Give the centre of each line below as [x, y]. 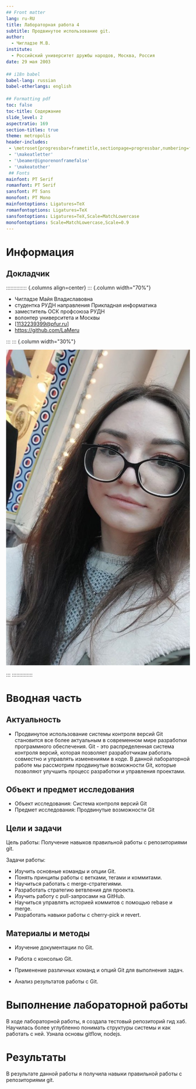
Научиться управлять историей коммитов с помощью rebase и [94, 903]
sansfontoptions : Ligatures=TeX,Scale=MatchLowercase [73, 216]
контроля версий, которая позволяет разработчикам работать [93, 752]
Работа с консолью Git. [43, 959]
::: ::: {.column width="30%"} [41, 342]
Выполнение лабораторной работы [97, 1005]
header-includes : [27, 142]
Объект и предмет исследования [70, 790]
